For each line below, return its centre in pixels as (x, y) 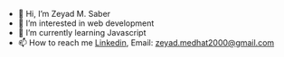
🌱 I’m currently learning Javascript (82, 33)
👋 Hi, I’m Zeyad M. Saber (64, 14)
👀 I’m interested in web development (86, 23)
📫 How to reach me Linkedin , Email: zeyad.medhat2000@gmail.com (146, 43)
